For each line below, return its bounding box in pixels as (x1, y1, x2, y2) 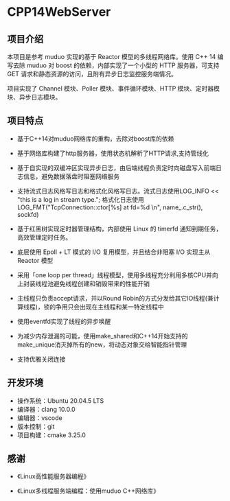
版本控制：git (16, 422, 55, 430)
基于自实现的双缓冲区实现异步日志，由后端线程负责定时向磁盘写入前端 (16, 163, 216, 172)
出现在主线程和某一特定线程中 (79, 303, 164, 311)
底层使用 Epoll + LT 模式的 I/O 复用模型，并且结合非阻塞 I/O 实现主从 (16, 248, 211, 256)
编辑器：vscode (16, 413, 63, 422)
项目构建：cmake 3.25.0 (16, 430, 86, 439)
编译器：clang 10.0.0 (16, 405, 76, 413)
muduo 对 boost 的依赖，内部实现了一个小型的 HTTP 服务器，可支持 (26, 61, 220, 69)
